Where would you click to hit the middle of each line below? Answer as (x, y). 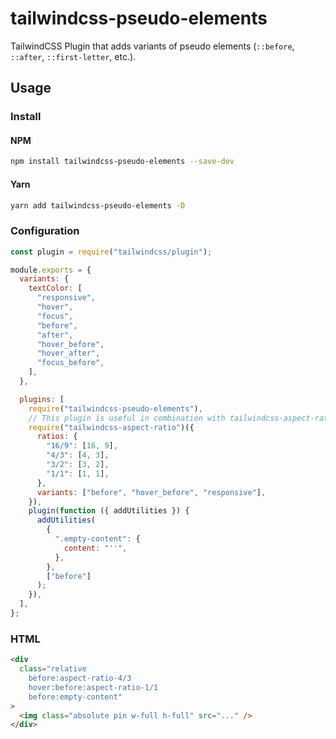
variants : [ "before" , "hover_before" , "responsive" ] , (151, 492)
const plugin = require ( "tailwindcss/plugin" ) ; (111, 252)
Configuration (45, 231)
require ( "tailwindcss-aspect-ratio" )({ (111, 427)
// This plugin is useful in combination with (127, 418)
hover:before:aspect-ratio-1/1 (93, 687)
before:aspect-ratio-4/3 (80, 678)
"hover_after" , (68, 353)
